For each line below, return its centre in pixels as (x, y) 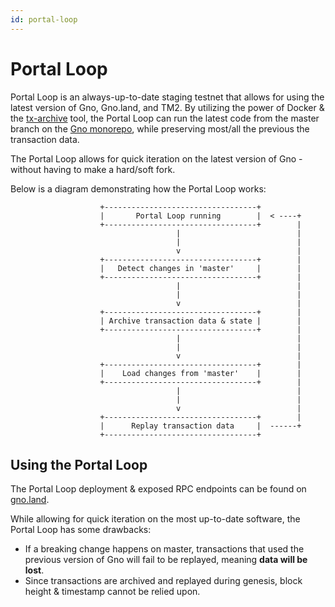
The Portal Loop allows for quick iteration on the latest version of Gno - (156, 158)
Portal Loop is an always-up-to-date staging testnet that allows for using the (167, 97)
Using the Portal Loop (79, 464)
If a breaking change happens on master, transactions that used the (164, 549)
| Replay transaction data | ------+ (200, 426)
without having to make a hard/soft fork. (93, 169)
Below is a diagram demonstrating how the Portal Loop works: (138, 188)
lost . (34, 570)
